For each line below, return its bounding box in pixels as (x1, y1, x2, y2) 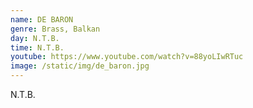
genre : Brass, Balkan (10, 24, 101, 34)
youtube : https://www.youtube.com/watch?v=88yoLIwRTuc (10, 52, 244, 62)
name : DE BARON (10, 14, 74, 25)
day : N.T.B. (10, 33, 60, 43)
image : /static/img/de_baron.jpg (10, 61, 150, 71)
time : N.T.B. (10, 42, 65, 53)
